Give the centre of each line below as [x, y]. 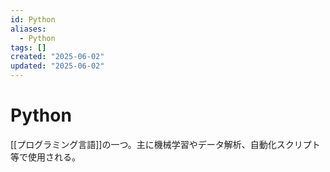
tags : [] [28, 47]
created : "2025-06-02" [57, 57]
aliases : [28, 29]
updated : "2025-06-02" [57, 66]
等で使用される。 [45, 157]
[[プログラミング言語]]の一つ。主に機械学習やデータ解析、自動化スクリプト [165, 144]
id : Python [33, 19]
